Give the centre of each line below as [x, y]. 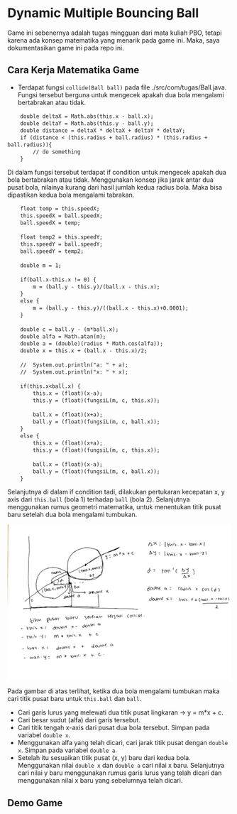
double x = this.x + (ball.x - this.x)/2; [84, 351]
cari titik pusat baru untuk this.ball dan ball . [75, 699]
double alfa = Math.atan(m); [63, 336]
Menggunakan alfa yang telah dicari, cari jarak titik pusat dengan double [123, 743]
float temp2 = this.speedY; [61, 237]
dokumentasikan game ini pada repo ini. [66, 48]
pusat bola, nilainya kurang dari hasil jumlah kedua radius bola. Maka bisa [115, 187]
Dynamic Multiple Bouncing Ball [103, 13]
